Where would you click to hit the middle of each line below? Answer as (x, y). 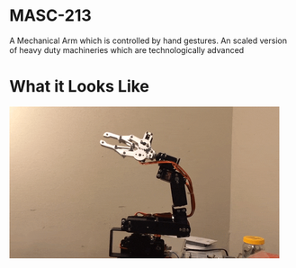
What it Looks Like (80, 87)
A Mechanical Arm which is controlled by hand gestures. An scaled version (148, 40)
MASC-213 (50, 16)
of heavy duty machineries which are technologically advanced (127, 49)
